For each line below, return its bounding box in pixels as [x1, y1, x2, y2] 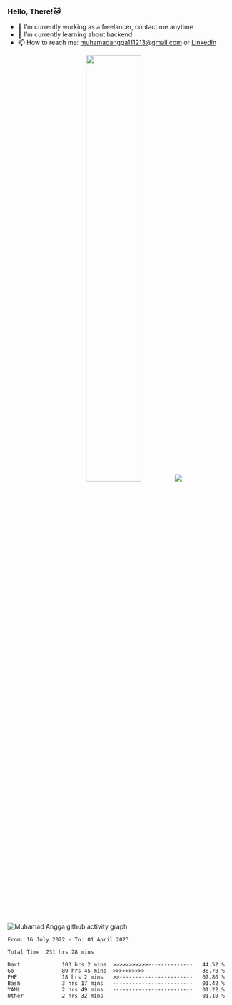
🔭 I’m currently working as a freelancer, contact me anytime [17, 23, 194, 31]
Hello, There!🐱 [7, 6, 61, 16]
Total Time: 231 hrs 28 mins [7, 949, 94, 956]
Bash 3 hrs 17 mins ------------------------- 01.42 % [7, 979, 225, 987]
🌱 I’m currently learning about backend [17, 30, 133, 39]
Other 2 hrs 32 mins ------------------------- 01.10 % [7, 992, 225, 999]
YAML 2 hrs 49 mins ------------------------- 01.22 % [7, 986, 225, 993]
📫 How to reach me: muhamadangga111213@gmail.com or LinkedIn [17, 39, 217, 47]
